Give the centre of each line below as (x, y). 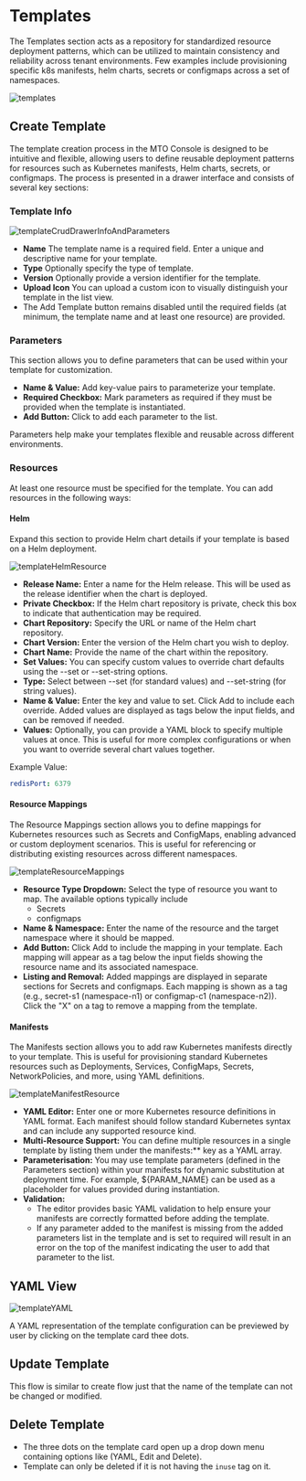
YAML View (43, 1286)
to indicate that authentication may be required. (112, 613)
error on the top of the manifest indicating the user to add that (153, 1248)
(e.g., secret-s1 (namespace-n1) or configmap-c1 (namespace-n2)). (149, 996)
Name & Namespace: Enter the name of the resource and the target (151, 928)
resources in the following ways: (70, 497)
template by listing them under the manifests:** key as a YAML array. (152, 1151)
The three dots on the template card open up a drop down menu (143, 1446)
